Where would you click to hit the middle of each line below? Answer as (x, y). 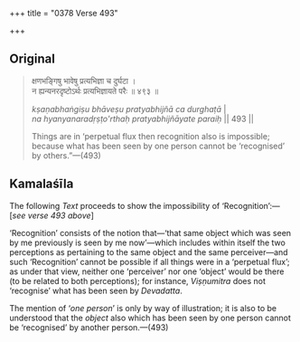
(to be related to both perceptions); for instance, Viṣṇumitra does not (138, 280)
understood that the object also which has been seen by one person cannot (150, 318)
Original (33, 59)
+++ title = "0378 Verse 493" (64, 13)
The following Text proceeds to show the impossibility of (115, 205)
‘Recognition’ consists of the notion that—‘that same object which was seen (150, 233)
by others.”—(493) (66, 155)
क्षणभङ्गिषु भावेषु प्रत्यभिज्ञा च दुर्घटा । (84, 81)
